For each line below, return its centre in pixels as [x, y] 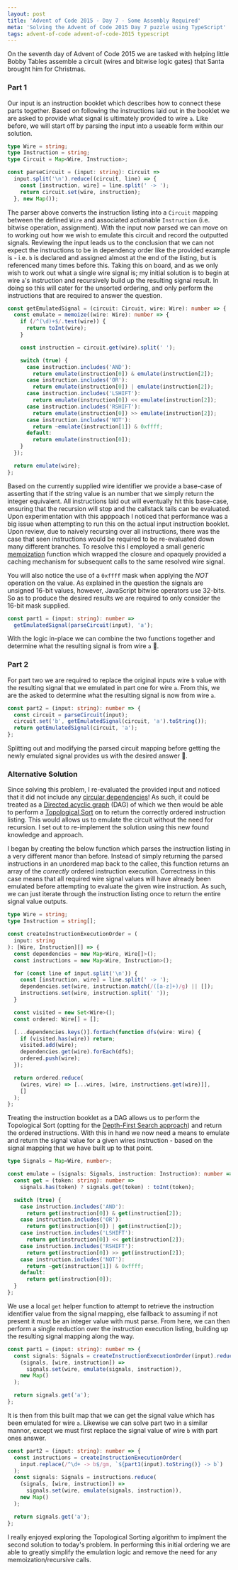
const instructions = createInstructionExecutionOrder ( [98, 1458]
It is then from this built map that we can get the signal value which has [111, 1415]
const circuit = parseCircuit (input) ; [71, 715]
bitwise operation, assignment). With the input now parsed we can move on [118, 227]
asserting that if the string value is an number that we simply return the [111, 493]
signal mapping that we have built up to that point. [80, 1148]
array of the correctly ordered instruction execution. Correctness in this [112, 871]
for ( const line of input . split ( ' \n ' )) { [76, 973]
